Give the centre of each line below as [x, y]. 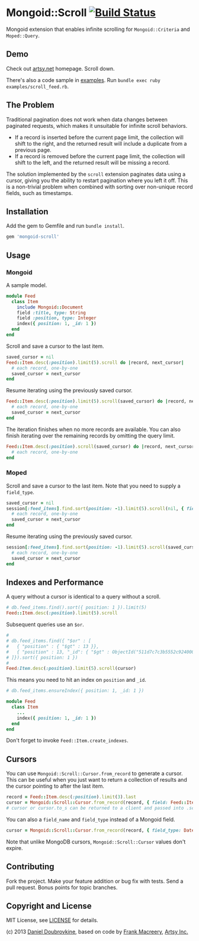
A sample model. [27, 285]
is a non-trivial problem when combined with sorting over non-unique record [99, 187]
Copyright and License [49, 906]
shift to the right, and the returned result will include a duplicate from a [101, 143]
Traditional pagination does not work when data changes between [87, 119]
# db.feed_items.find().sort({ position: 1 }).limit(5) [76, 608]
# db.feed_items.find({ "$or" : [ [49, 641]
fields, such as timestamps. [39, 193]
